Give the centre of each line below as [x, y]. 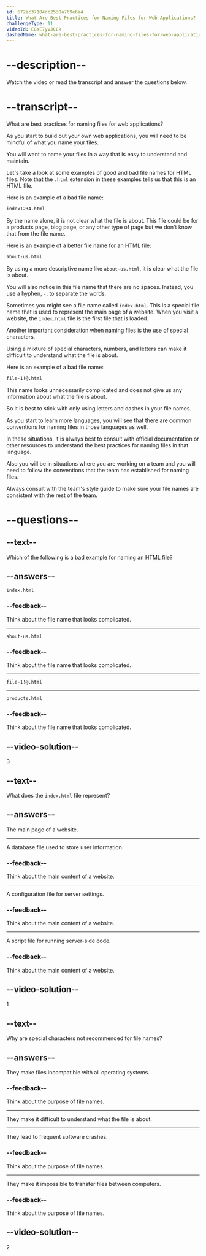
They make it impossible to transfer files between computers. [84, 1184]
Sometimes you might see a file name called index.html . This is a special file [103, 305]
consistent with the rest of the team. [52, 495]
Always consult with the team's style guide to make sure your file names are [103, 488]
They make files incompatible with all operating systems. [78, 1073]
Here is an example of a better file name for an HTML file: [79, 245]
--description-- [47, 65]
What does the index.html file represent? [58, 795]
